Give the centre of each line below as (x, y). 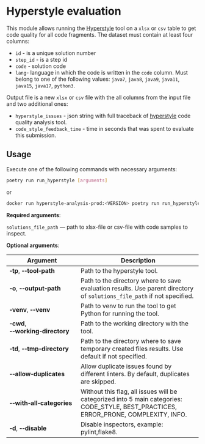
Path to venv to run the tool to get (128, 306)
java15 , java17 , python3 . (45, 85)
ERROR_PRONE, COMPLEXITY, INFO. (134, 414)
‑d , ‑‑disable (28, 428)
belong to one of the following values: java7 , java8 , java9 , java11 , (97, 79)
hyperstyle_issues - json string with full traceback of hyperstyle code (103, 116)
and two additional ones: (37, 104)
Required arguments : (34, 215)
